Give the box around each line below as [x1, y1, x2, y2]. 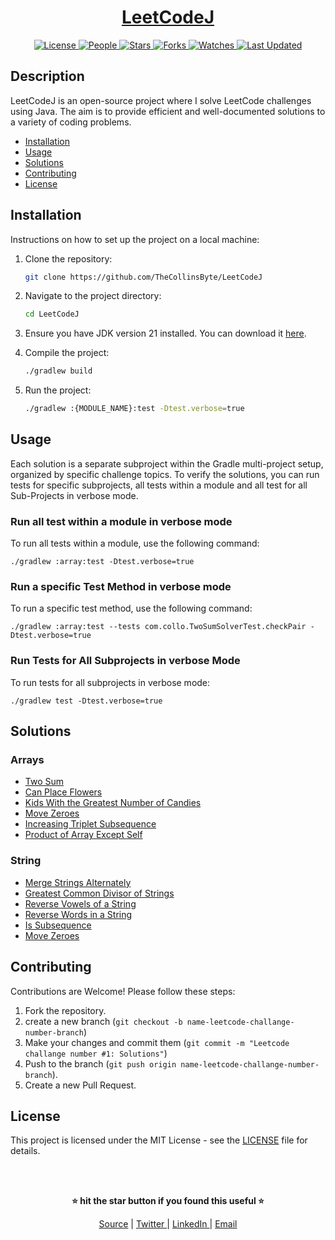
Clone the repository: [24, 252, 113, 265]
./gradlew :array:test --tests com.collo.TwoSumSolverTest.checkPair [10, 622, 307, 632]
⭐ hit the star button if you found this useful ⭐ [71, 1195, 265, 1207]
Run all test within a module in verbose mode [10, 514, 233, 528]
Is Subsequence [24, 919, 92, 931]
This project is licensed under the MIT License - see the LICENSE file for [10, 1134, 308, 1146]
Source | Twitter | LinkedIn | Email [98, 1218, 238, 1230]
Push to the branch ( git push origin [24, 1057, 177, 1070]
